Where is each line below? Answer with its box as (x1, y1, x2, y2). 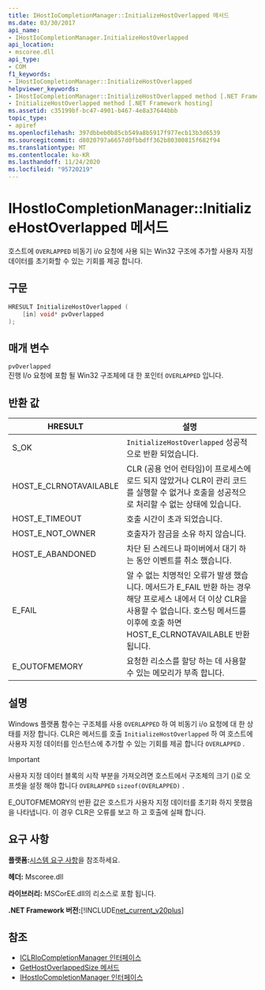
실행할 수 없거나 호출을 (136, 487, 215, 498)
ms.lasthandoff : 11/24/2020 (8, 159, 101, 166)
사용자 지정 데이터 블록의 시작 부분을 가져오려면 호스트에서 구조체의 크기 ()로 (8, 771, 243, 780)
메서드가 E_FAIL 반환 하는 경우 (145, 581, 252, 592)
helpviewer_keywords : (8, 84, 80, 93)
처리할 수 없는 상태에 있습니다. (136, 499, 241, 510)
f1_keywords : (8, 70, 51, 78)
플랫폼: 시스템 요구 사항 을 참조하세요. (8, 855, 121, 865)
